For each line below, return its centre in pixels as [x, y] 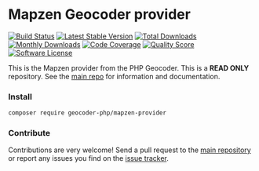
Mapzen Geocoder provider [99, 15]
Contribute [29, 133]
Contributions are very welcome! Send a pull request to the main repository [129, 150]
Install [20, 96]
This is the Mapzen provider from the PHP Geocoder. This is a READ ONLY [129, 67]
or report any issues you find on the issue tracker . [88, 158]
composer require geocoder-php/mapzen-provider [88, 113]
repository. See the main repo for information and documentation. [114, 76]
